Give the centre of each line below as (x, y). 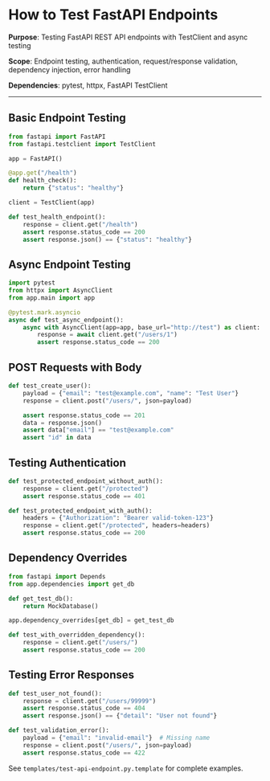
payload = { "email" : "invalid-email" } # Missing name (117, 738)
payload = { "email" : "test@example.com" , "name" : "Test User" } (131, 393)
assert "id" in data (57, 438)
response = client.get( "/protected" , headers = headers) (117, 525)
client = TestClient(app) (51, 202)
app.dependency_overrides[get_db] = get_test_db (91, 620)
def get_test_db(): (41, 599)
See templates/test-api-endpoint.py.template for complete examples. (126, 768)
